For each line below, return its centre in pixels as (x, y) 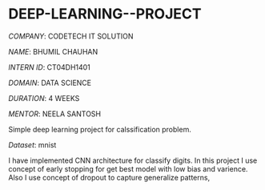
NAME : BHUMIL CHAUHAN (53, 51)
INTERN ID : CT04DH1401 (49, 67)
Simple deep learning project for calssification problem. (100, 129)
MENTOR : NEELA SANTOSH (55, 114)
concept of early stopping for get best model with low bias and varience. (128, 168)
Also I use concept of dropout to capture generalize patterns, (109, 177)
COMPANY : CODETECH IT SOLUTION (71, 36)
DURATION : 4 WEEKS (44, 98)
